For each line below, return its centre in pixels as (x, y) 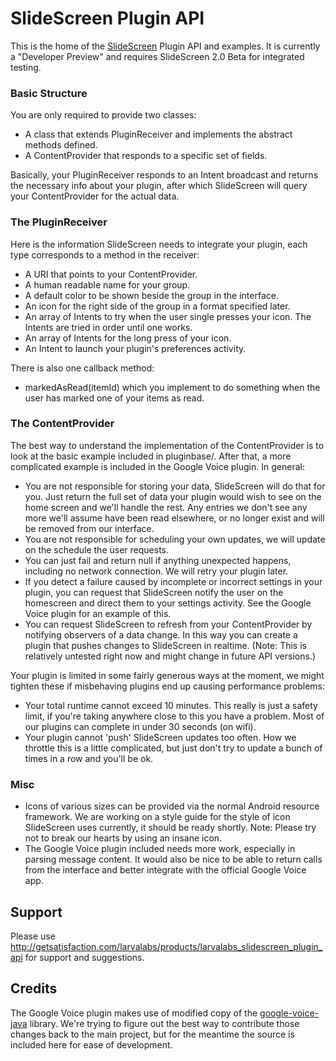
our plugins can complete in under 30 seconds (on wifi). (140, 726)
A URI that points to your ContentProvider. (111, 274)
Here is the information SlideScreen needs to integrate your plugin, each (159, 244)
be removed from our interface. (89, 528)
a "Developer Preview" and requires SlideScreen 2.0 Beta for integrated (157, 56)
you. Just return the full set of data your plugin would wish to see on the (173, 496)
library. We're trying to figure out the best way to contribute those (164, 1023)
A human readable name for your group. (107, 284)
